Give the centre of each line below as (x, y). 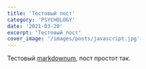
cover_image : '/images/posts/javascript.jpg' (73, 39)
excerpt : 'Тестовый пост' (44, 32)
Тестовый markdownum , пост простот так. (69, 58)
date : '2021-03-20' (35, 26)
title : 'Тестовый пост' (41, 13)
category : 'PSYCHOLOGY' (41, 20)
